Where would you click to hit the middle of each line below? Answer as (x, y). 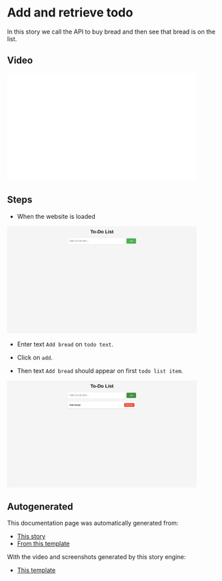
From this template (43, 544)
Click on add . (35, 357)
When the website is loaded (56, 216)
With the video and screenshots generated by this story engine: (97, 557)
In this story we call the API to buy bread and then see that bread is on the (111, 32)
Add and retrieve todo (70, 13)
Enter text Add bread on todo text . (65, 344)
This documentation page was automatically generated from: (93, 523)
